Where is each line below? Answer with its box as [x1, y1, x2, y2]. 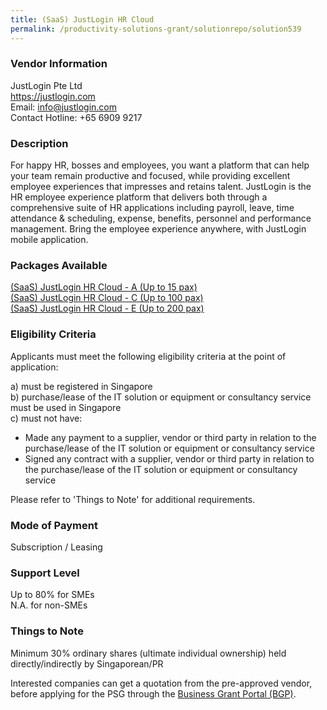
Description [10, 136, 69, 150]
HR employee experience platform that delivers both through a [10, 191, 268, 203]
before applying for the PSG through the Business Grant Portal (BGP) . [10, 687, 297, 700]
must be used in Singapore [10, 401, 122, 413]
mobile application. [10, 234, 89, 246]
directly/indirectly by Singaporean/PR [10, 657, 164, 670]
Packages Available [10, 259, 108, 273]
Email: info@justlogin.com [10, 101, 118, 113]
